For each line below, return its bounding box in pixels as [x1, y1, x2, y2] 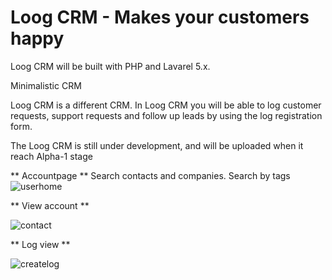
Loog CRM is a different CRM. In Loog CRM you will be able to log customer [10, 99, 322, 111]
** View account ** [10, 199, 90, 211]
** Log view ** [10, 238, 71, 250]
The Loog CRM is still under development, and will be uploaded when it [10, 139, 304, 151]
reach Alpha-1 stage [10, 150, 93, 162]
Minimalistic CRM [10, 79, 82, 91]
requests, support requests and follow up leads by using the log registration [10, 109, 323, 121]
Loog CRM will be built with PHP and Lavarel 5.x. [10, 60, 211, 72]
